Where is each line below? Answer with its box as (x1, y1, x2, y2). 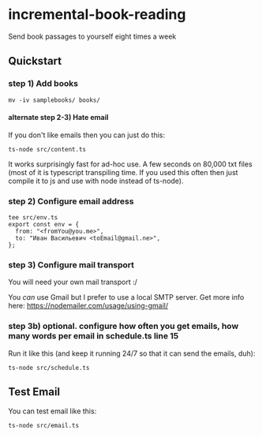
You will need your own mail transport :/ (8, 278, 138, 287)
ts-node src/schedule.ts (8, 364, 90, 372)
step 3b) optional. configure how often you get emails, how (8, 321, 239, 332)
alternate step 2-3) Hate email (8, 113, 109, 122)
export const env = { (8, 221, 80, 229)
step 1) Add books (8, 78, 79, 89)
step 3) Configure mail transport (8, 260, 135, 271)
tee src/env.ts (8, 214, 58, 222)
